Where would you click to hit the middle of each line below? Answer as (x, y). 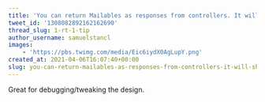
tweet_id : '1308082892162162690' (63, 23)
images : (21, 45)
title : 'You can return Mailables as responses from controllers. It (125, 15)
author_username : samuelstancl (60, 38)
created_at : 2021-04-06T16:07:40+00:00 (74, 60)
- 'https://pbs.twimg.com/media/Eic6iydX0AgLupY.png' (112, 52)
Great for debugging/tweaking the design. (76, 89)
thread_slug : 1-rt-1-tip (49, 30)
